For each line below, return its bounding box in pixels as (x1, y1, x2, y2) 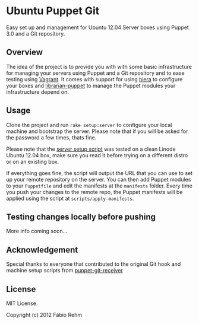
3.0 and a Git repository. (6, 30, 65, 37)
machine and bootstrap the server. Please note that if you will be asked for (6, 128, 188, 135)
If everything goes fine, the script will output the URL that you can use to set (6, 169, 193, 176)
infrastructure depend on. (6, 88, 70, 96)
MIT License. (6, 300, 38, 307)
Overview (6, 47, 43, 58)
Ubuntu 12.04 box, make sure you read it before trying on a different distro (6, 151, 188, 158)
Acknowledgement (6, 244, 78, 255)
